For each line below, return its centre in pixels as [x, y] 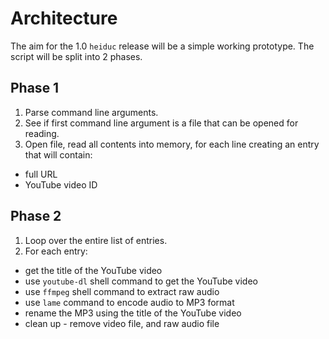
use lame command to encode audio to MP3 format [129, 302]
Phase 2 [36, 216]
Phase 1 [35, 88]
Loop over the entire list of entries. [96, 240]
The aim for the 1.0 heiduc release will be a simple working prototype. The [162, 46]
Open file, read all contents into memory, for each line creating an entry [172, 144]
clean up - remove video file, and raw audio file [122, 323]
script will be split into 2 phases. [76, 56]
